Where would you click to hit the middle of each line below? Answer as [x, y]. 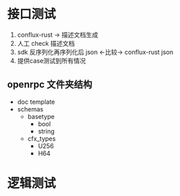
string [46, 131]
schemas [30, 109]
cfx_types [42, 139]
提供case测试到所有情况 [52, 60]
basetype [41, 116]
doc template [36, 102]
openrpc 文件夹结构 [49, 85]
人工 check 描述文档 [46, 43]
